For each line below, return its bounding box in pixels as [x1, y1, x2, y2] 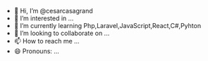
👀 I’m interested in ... [13, 14, 74, 22]
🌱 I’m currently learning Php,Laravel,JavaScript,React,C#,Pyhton [13, 22, 202, 29]
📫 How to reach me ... [13, 37, 80, 45]
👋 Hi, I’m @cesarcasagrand [13, 7, 93, 15]
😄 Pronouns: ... [13, 47, 60, 55]
